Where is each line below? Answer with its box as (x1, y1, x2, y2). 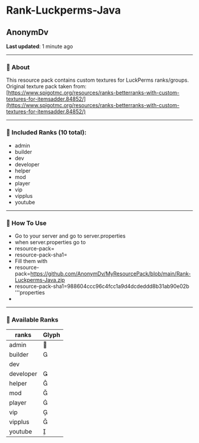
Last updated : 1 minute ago (6, 43, 73, 50)
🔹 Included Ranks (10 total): (6, 129, 87, 137)
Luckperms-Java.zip (14, 276, 65, 283)
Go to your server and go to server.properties (14, 232, 126, 239)
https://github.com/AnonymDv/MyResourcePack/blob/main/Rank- (30, 270, 191, 277)
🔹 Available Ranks (6, 315, 59, 323)
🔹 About (6, 63, 30, 71)
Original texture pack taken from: (6, 83, 87, 90)
